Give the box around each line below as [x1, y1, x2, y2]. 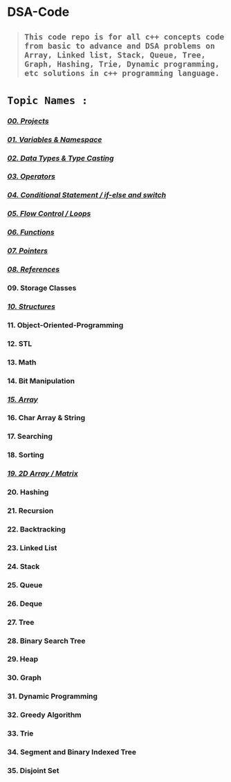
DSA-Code [7, 4, 70, 20]
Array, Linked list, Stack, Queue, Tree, [24, 50, 206, 60]
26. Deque [7, 599, 43, 608]
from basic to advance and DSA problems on [24, 41, 216, 51]
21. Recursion [7, 506, 54, 516]
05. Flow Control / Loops [7, 209, 91, 219]
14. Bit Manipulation [7, 376, 75, 385]
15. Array [7, 394, 38, 404]
